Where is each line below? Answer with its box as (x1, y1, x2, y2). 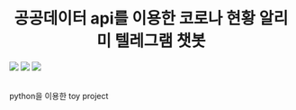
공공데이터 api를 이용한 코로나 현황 (13, 8, 256, 29)
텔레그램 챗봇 (114, 31, 206, 51)
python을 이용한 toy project (9, 90, 109, 101)
